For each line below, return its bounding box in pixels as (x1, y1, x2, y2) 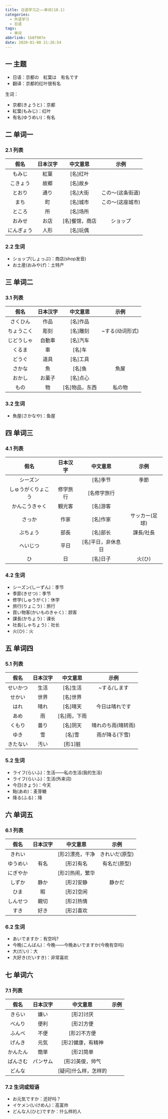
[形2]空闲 (65, 888, 87, 895)
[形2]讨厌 (71, 1011, 94, 1018)
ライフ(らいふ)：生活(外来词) (12, 775, 72, 781)
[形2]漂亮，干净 (57, 851, 95, 858)
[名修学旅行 (87, 490, 115, 497)
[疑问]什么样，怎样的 (57, 1067, 107, 1074)
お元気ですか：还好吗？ (12, 1096, 61, 1102)
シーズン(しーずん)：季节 (12, 584, 64, 590)
